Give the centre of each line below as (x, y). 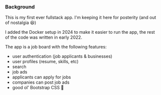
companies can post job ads (41, 82)
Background (20, 7)
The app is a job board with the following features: (56, 47)
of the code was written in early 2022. (44, 37)
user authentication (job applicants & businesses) (62, 56)
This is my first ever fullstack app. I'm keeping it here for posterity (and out (80, 18)
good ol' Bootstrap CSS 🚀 (38, 88)
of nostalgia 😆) (21, 23)
